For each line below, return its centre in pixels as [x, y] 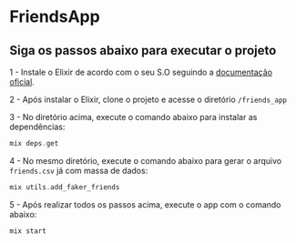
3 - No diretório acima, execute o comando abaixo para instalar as [133, 117]
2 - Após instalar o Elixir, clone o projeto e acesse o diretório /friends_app [148, 99]
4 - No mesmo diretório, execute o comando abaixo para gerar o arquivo [146, 160]
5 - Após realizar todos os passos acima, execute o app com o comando [145, 204]
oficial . [22, 82]
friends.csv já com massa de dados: [79, 170]
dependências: [37, 127]
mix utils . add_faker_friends [65, 187]
